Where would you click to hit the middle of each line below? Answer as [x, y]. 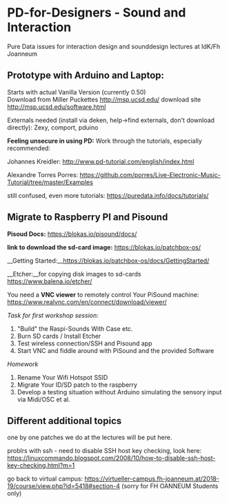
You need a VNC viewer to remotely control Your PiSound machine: [103, 294]
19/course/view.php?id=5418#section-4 [64, 486]
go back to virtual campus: [45, 479]
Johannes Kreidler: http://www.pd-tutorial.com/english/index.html [101, 161]
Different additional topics [64, 421]
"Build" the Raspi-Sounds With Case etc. [75, 328]
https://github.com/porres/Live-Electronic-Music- [150, 174]
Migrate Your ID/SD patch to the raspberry [77, 385]
